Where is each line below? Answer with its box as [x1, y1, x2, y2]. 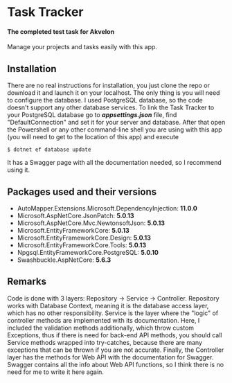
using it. [7, 166, 30, 174]
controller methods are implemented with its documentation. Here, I [7, 316, 200, 324]
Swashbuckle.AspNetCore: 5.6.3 [17, 256, 111, 264]
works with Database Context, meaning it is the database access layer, [7, 301, 209, 310]
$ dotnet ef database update [7, 146, 91, 153]
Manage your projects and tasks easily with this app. [7, 43, 158, 51]
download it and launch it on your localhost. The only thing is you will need [7, 89, 220, 97]
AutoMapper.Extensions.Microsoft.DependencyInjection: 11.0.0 [17, 204, 197, 213]
